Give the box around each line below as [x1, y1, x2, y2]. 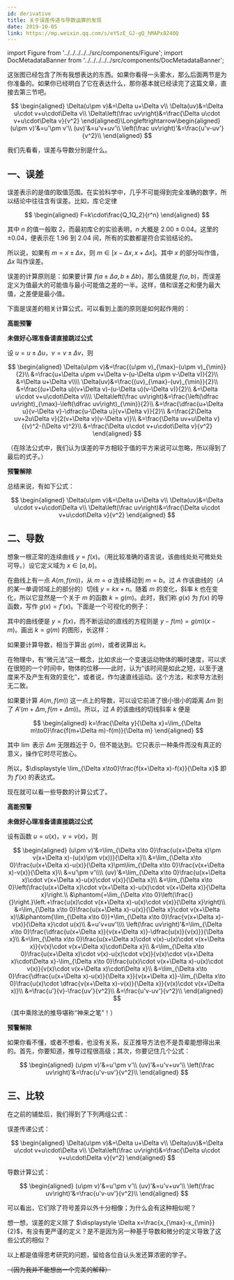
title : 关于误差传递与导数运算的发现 [7, 17, 102, 24]
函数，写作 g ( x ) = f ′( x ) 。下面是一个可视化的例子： [7, 602, 150, 610]
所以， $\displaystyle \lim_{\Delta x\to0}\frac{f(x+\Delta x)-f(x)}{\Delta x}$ [7, 764, 219, 772]
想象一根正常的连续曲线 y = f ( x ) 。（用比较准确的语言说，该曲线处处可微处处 [7, 552, 223, 561]
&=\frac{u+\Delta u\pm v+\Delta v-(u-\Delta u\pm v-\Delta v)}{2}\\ [30, 370, 219, 378]
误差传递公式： [7, 1125, 50, 1133]
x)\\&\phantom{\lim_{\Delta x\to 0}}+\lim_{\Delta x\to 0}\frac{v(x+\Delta [10, 912, 214, 920]
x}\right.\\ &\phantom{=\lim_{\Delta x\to [40, 890, 153, 899]
